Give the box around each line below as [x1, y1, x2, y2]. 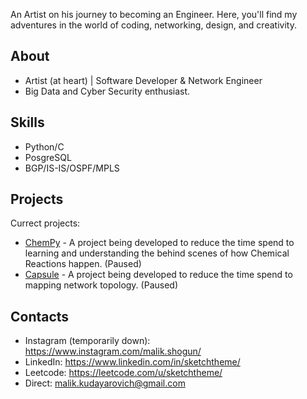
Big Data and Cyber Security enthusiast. [24, 85, 191, 97]
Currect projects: [10, 217, 81, 229]
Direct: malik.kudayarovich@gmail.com [24, 377, 186, 389]
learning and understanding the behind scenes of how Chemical [24, 247, 290, 259]
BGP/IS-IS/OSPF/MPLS [24, 162, 120, 174]
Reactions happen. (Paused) [24, 258, 142, 270]
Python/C [24, 140, 65, 153]
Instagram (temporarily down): [24, 335, 151, 347]
